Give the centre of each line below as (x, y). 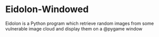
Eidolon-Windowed (47, 9)
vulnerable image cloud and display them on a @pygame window (74, 28)
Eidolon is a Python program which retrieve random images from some (80, 23)
